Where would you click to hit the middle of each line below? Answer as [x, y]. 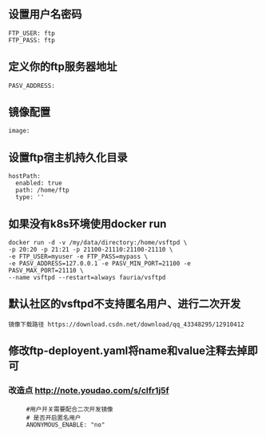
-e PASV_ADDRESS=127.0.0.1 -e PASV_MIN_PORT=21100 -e [100, 264]
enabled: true [39, 183]
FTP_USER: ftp [32, 33]
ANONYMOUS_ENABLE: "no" [66, 425]
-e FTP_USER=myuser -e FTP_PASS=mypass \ [78, 257]
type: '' [30, 197]
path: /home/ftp [42, 190]
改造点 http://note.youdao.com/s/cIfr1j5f [89, 391]
